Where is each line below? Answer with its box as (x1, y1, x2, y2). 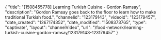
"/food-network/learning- (93, 25, 144, 30)
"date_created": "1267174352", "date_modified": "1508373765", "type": (5, 19, 147, 25)
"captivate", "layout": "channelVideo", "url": (5, 25, 92, 30)
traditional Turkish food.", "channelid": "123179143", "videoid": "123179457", (5, 14, 156, 20)
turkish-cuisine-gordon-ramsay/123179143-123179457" (5, 30, 115, 35)
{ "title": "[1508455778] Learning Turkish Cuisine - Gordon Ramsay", (5, 4, 142, 10)
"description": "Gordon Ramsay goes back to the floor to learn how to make (5, 9, 156, 15)
